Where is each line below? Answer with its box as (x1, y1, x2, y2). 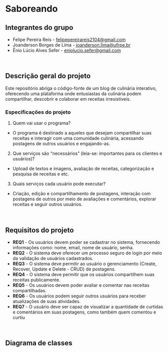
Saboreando (5, 3, 58, 15)
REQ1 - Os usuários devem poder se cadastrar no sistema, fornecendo (12, 239, 160, 245)
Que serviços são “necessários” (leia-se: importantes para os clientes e (12, 150, 162, 157)
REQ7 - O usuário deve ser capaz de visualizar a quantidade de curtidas (12, 303, 163, 310)
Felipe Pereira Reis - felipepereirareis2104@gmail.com (12, 36, 126, 42)
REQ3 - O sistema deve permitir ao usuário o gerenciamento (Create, (12, 260, 157, 267)
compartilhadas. (12, 287, 47, 293)
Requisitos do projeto (5, 226, 74, 234)
